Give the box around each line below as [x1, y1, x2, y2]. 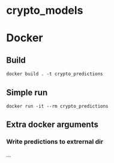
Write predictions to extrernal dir [6, 138, 104, 146]
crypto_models [6, 4, 83, 17]
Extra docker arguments [6, 120, 99, 130]
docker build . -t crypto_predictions [6, 71, 103, 77]
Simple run [6, 87, 48, 97]
